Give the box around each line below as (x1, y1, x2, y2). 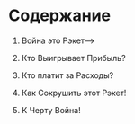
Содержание (8, 5, 112, 26)
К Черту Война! (21, 104, 82, 115)
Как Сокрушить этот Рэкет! (21, 87, 127, 98)
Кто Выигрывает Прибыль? (21, 52, 127, 63)
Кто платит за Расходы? (21, 69, 114, 81)
